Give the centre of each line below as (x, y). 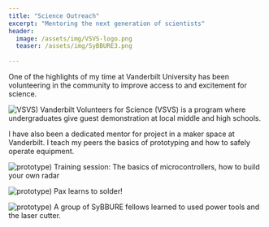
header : (22, 31)
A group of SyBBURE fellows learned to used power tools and (157, 207)
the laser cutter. (35, 215)
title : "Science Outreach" (54, 16)
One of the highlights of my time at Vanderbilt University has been (119, 77)
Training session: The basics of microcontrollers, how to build (157, 167)
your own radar (34, 176)
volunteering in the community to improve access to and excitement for (128, 85)
